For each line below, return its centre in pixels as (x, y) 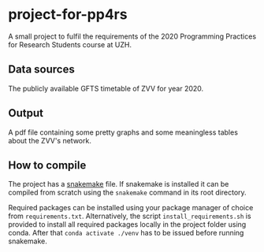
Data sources (41, 70)
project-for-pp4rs (68, 15)
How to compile (47, 165)
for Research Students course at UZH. (70, 44)
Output (26, 113)
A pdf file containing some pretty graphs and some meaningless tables (123, 132)
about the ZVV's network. (50, 140)
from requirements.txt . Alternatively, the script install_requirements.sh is (130, 216)
